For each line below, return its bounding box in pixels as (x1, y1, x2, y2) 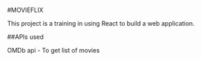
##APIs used (7, 33, 44, 41)
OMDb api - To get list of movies (7, 46, 101, 54)
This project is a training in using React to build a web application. (7, 19, 195, 27)
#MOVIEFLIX (7, 6, 44, 14)
